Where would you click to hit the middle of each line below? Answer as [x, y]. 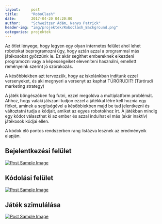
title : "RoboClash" [30, 14]
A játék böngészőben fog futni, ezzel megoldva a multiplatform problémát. [79, 96]
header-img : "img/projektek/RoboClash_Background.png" [62, 28]
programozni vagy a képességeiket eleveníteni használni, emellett [71, 61]
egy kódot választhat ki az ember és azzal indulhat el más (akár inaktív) [76, 116]
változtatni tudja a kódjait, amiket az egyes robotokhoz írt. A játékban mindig [81, 111]
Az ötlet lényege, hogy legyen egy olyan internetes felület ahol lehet [73, 46]
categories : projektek [28, 32]
